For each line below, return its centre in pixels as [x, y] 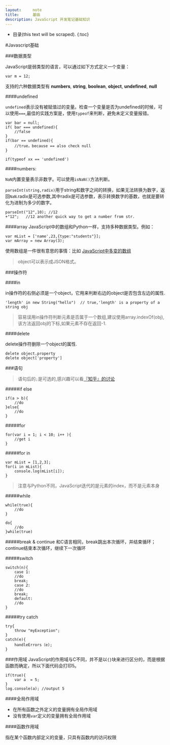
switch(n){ [17, 568]
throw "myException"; [37, 631]
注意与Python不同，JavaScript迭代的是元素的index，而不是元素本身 [89, 486]
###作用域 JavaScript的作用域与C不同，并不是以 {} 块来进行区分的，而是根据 [85, 659]
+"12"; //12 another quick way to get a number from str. [70, 217]
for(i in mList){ [24, 467]
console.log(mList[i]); [40, 471]
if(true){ [16, 676]
